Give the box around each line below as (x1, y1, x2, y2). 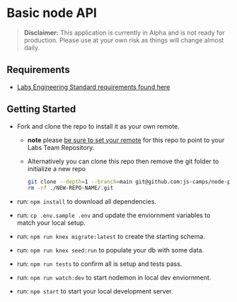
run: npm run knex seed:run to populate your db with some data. (16, 246, 204, 255)
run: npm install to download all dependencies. (16, 197, 157, 206)
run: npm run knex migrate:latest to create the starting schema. (16, 232, 206, 241)
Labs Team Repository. (27, 143, 95, 151)
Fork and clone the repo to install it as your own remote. (16, 122, 180, 130)
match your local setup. (16, 219, 86, 227)
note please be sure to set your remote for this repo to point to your (27, 136, 225, 144)
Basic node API (6, 5, 97, 21)
